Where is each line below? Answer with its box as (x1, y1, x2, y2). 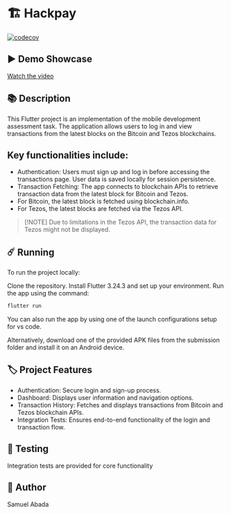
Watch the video (7, 71, 54, 80)
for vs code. (7, 323, 42, 331)
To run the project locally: (7, 268, 80, 277)
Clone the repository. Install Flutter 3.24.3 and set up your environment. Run (7, 282, 224, 290)
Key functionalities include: (7, 149, 129, 161)
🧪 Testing (7, 443, 49, 455)
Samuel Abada (7, 500, 49, 508)
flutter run (7, 302, 42, 309)
